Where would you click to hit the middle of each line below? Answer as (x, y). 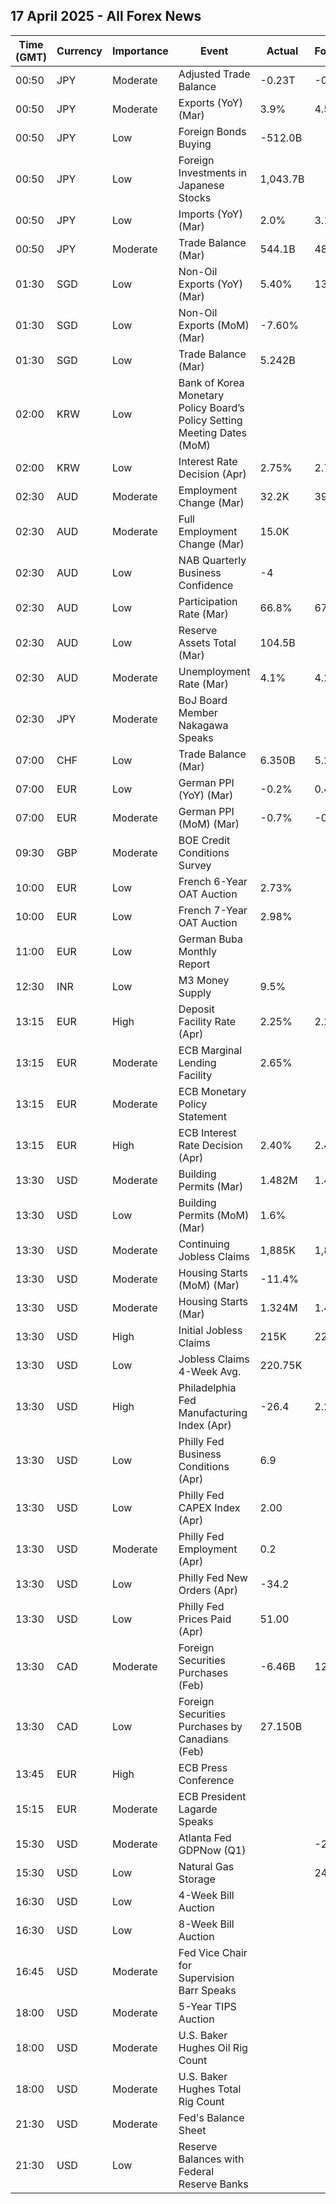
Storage (197, 1879)
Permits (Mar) (211, 1186)
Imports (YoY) (210, 214)
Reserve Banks (213, 2184)
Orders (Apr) (208, 1590)
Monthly (197, 951)
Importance (140, 51)
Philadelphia (207, 1387)
